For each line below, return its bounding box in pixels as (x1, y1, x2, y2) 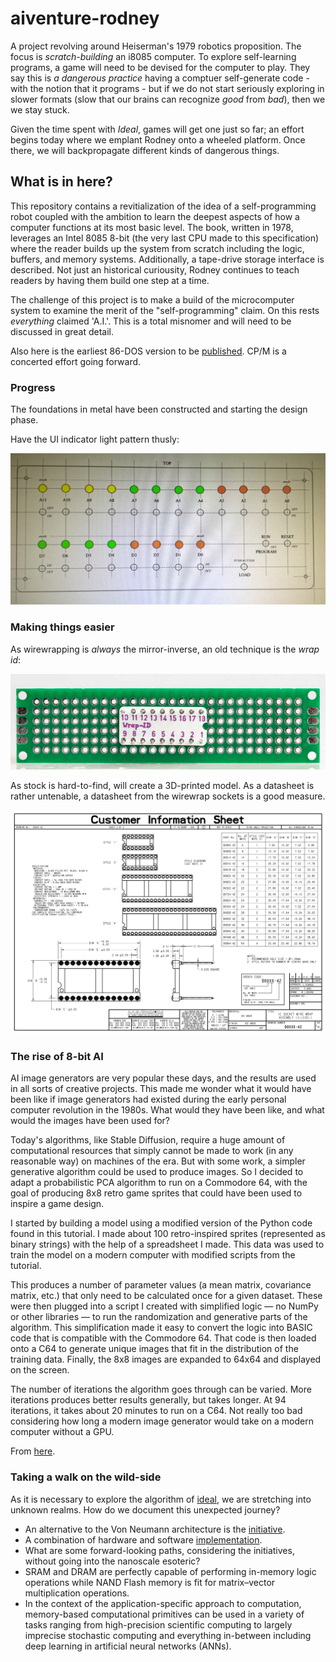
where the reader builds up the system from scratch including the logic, (10, 242, 305, 254)
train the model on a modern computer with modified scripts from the (10, 1249, 296, 1261)
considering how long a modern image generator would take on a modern (10, 1415, 314, 1427)
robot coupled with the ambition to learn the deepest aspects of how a (10, 210, 300, 222)
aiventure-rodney (10, 7, 160, 30)
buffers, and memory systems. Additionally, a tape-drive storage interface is (10, 253, 325, 265)
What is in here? (10, 173, 113, 191)
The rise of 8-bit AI (10, 1049, 104, 1063)
